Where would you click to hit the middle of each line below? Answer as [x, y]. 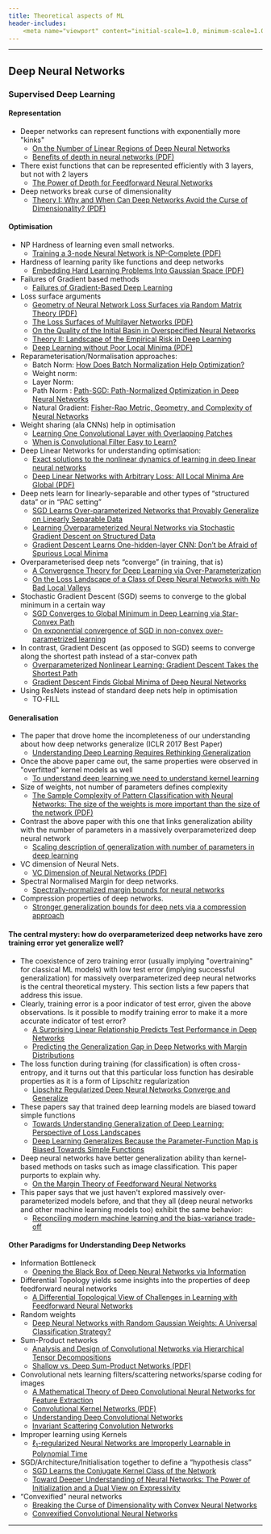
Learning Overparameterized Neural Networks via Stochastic [133, 528]
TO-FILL [46, 700]
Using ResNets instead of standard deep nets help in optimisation [129, 691]
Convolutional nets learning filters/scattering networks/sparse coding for [141, 1374]
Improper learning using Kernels [73, 1434]
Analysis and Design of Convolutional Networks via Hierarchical [138, 1348]
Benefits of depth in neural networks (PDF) [103, 157]
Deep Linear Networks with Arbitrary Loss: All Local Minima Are [138, 476]
